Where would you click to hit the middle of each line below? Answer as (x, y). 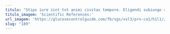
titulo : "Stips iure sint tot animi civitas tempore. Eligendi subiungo (83, 10)
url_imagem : (18, 19)
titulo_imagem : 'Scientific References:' (50, 14)
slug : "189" (18, 24)
